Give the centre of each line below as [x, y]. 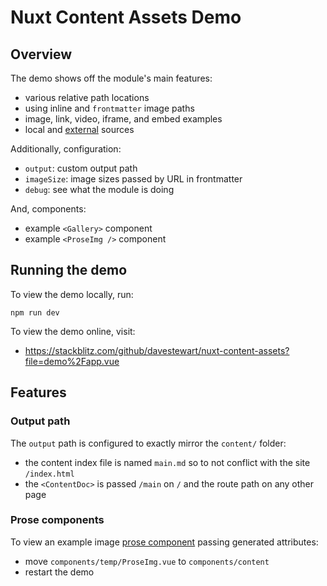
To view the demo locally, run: [72, 294]
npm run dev [35, 312]
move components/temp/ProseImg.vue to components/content [147, 561]
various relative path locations [87, 97]
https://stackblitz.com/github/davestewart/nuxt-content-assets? [157, 350]
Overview [41, 54]
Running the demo [69, 270]
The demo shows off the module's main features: [111, 78]
